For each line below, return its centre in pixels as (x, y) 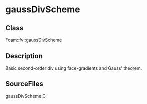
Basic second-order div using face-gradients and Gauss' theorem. (74, 68)
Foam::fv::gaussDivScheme (34, 40)
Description (24, 56)
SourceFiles (24, 84)
